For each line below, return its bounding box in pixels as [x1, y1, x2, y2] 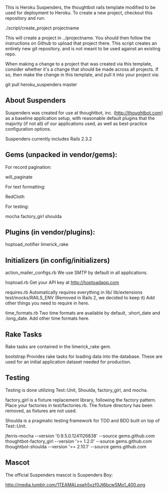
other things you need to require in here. [5, 300, 90, 306]
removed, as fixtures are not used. [5, 408, 77, 414]
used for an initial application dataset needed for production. [5, 359, 132, 365]
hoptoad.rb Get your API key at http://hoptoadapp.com [5, 280, 119, 286]
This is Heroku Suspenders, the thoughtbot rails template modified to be [5, 5, 156, 10]
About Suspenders [5, 96, 66, 105]
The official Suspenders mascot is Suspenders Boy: [5, 472, 113, 478]
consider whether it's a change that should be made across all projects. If [5, 66, 158, 72]
